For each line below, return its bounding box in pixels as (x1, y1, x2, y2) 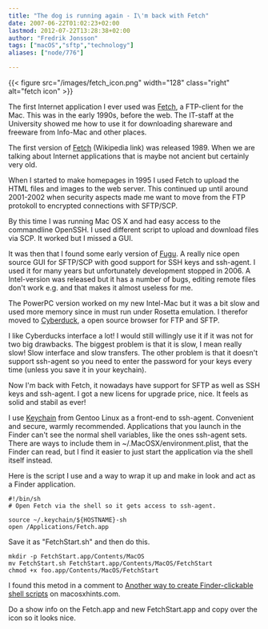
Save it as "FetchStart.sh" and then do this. (8, 537, 150, 547)
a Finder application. (8, 479, 76, 489)
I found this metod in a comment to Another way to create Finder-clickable (8, 581, 254, 590)
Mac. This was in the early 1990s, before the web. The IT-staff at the (8, 110, 234, 120)
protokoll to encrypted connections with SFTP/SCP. (8, 201, 178, 210)
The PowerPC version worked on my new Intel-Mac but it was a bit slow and (8, 298, 260, 308)
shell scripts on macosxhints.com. (8, 589, 121, 599)
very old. (8, 160, 38, 169)
